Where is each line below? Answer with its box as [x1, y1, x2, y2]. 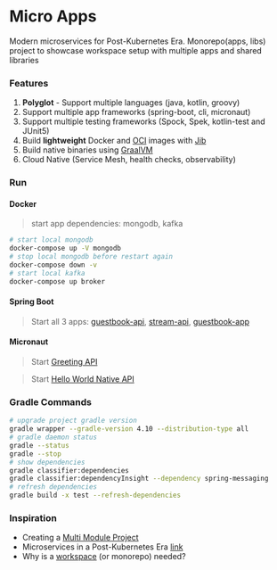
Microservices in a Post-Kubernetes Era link [21, 541, 183, 552]
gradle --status [9, 441, 69, 450]
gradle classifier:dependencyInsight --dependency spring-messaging [9, 475, 269, 483]
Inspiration [9, 511, 58, 524]
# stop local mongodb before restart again [9, 252, 174, 261]
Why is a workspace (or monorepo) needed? [21, 551, 186, 562]
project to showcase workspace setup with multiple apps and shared [9, 45, 263, 55]
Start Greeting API [30, 357, 98, 368]
